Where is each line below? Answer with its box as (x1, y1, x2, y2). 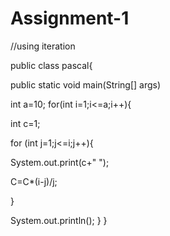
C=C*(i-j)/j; (10, 175, 58, 187)
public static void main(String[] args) (10, 78, 162, 91)
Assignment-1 (10, 7, 130, 30)
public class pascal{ (10, 59, 93, 71)
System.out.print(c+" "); (10, 156, 110, 168)
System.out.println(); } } (10, 214, 108, 226)
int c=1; (10, 117, 41, 129)
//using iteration (10, 40, 76, 52)
